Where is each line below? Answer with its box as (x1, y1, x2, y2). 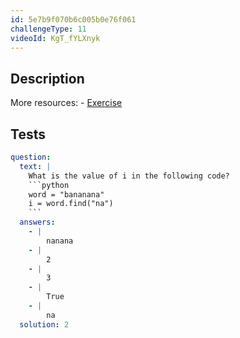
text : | (19, 161, 52, 171)
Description (10, 70, 85, 87)
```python (28, 180, 70, 190)
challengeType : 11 (10, 24, 87, 34)
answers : (19, 217, 56, 228)
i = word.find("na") (28, 199, 114, 209)
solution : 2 (19, 319, 70, 330)
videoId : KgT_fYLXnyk (10, 33, 101, 43)
